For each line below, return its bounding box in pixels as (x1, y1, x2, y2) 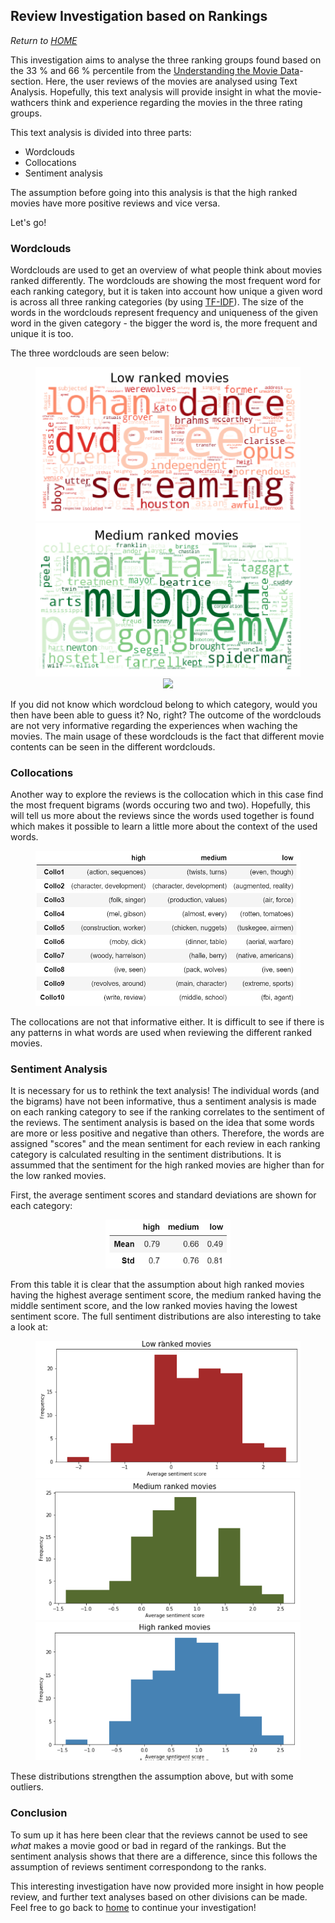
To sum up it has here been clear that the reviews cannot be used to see (10, 1829, 308, 1841)
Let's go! (10, 216, 47, 228)
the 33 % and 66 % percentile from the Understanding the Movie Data (10, 64, 300, 76)
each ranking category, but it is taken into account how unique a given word (10, 285, 323, 298)
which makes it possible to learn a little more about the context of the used (10, 820, 318, 833)
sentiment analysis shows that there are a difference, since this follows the (10, 1850, 318, 1862)
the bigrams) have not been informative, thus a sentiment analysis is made (10, 1095, 317, 1108)
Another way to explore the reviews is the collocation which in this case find (10, 789, 324, 801)
